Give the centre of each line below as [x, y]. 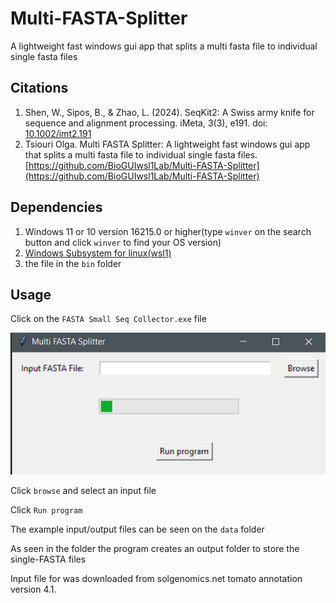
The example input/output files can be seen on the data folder [137, 529]
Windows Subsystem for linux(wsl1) [98, 253]
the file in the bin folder [73, 263]
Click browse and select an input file [83, 490]
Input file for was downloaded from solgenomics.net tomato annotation [156, 578]
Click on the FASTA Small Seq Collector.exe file [108, 319]
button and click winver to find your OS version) [123, 242]
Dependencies [56, 207]
